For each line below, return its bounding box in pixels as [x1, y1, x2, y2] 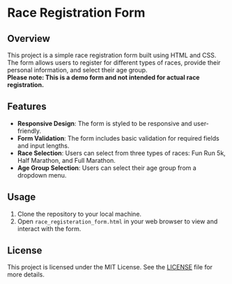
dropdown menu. [17, 171, 67, 179]
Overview [7, 33, 51, 45]
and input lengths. [17, 141, 70, 150]
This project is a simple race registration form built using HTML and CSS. [7, 51, 217, 59]
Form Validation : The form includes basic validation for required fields [17, 134, 219, 142]
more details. [7, 270, 45, 279]
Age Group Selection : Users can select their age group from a [17, 164, 196, 172]
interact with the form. [17, 224, 82, 232]
